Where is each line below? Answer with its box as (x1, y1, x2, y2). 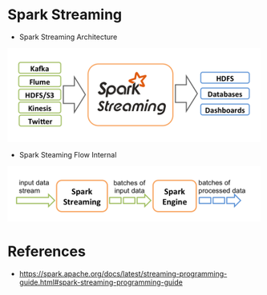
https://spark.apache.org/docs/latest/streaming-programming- (18, 269, 228, 279)
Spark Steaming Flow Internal (18, 149, 117, 159)
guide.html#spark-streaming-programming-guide (18, 277, 184, 287)
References (7, 242, 86, 261)
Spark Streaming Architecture (18, 32, 118, 42)
